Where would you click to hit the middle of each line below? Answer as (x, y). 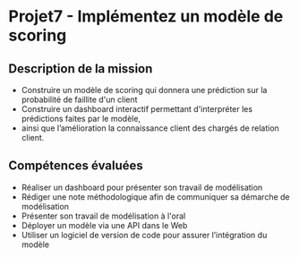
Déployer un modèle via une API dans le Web (104, 225)
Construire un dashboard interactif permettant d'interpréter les (137, 109)
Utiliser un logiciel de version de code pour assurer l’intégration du (144, 235)
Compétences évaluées (76, 166)
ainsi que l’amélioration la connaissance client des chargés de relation (150, 128)
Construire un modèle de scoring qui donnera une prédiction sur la (144, 90)
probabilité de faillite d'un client (79, 99)
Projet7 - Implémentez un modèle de (146, 17)
